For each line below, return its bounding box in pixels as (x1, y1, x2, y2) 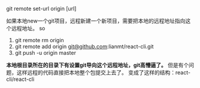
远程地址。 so (11, 25, 46, 32)
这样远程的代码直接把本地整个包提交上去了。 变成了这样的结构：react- (16, 69, 190, 76)
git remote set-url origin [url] (6, 5, 77, 12)
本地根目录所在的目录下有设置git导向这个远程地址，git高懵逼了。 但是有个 (6, 62, 189, 68)
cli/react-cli (6, 76, 35, 83)
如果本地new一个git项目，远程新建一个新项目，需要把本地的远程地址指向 (6, 17, 186, 24)
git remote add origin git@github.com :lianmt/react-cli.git (14, 43, 154, 50)
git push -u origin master (14, 49, 77, 56)
